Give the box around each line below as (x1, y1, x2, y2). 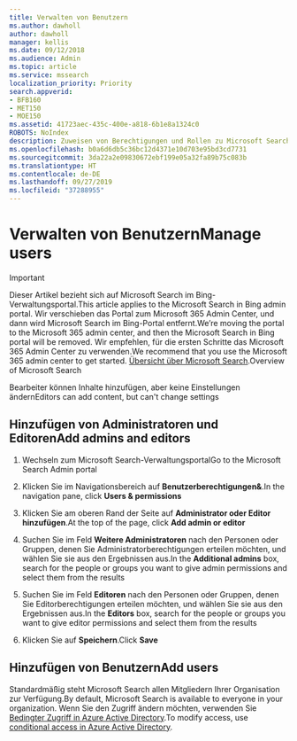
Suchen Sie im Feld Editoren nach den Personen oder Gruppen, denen (21, 589, 279, 599)
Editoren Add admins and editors (9, 431, 192, 446)
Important (9, 272, 45, 283)
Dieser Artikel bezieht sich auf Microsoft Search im (9, 289, 194, 300)
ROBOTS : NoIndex (9, 129, 69, 137)
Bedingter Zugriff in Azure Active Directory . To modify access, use (9, 712, 249, 722)
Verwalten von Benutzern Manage (9, 224, 262, 245)
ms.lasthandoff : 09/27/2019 (9, 178, 113, 187)
